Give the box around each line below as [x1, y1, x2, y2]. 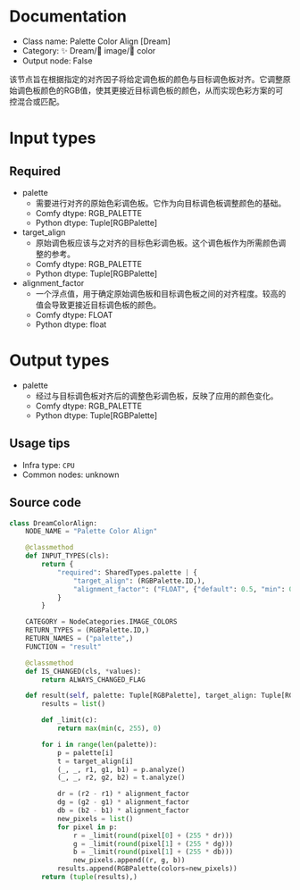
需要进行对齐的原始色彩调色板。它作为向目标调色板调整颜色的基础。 [35, 197, 287, 208]
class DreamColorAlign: [9, 518, 98, 528]
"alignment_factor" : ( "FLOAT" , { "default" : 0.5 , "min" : [72, 584, 286, 593]
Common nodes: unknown [21, 469, 120, 480]
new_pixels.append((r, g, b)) [72, 856, 186, 865]
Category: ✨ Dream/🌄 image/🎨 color [21, 45, 156, 55]
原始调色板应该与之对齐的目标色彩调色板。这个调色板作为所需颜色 [35, 237, 279, 248]
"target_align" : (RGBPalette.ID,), [72, 576, 205, 585]
